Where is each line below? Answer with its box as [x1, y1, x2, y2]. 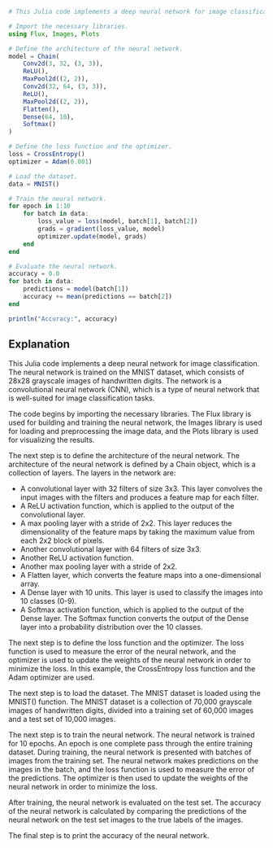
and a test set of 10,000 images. [8, 715, 116, 724]
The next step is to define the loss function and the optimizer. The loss [8, 638, 245, 648]
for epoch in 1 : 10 [8, 202, 71, 211]
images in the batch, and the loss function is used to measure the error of [8, 765, 254, 775]
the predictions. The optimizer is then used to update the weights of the [8, 773, 249, 783]
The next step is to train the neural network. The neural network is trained [8, 730, 255, 740]
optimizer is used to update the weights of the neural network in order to [8, 655, 251, 665]
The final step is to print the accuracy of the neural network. [8, 831, 210, 841]
